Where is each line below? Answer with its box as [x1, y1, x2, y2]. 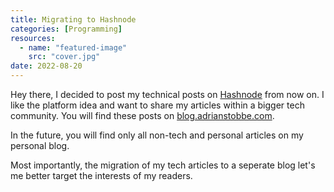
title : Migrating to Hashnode [10, 14, 137, 25]
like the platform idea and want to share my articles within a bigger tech [10, 99, 305, 111]
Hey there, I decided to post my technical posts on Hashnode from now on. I [10, 89, 325, 100]
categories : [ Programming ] [10, 24, 123, 34]
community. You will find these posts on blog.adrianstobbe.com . [10, 110, 275, 121]
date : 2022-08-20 [10, 61, 83, 71]
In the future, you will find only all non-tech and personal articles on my [10, 129, 304, 141]
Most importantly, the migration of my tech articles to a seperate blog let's [10, 159, 316, 171]
